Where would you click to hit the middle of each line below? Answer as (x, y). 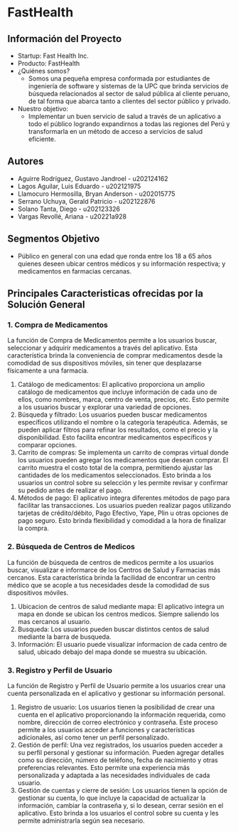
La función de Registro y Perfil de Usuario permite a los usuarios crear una (117, 685)
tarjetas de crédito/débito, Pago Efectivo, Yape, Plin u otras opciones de (123, 513)
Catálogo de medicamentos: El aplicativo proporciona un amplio (111, 385)
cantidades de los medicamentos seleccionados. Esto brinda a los (114, 475)
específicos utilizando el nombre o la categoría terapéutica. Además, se (123, 422)
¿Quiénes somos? (44, 71)
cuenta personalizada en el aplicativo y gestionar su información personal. (116, 693)
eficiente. (42, 139)
